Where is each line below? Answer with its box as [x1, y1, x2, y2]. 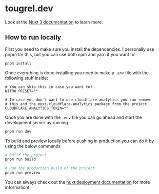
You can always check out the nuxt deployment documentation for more [5, 179, 150, 185]
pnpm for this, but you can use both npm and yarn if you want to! [5, 51, 136, 57]
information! [5, 184, 30, 190]
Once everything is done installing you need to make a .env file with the [5, 69, 149, 76]
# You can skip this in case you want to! [5, 84, 93, 89]
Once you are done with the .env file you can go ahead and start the [5, 114, 142, 120]
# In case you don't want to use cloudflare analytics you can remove [5, 97, 152, 102]
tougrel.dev [5, 3, 54, 14]
